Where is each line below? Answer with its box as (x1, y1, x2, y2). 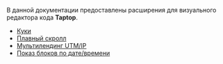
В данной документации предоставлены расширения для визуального (6, 6, 217, 14)
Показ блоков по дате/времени (16, 49, 110, 57)
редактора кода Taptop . (6, 13, 78, 22)
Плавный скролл (16, 34, 67, 42)
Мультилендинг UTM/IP (16, 42, 87, 49)
